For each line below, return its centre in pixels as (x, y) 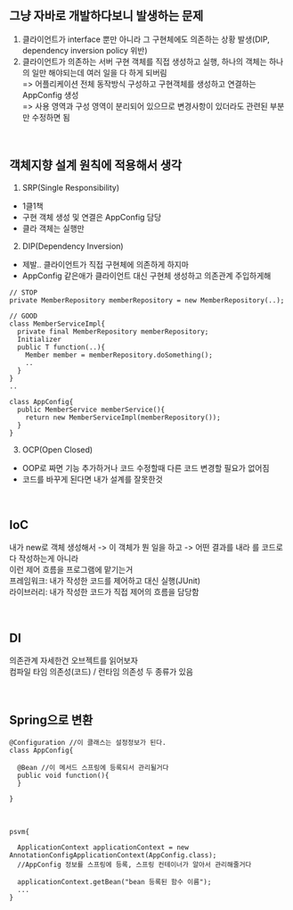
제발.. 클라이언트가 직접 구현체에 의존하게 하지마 (106, 264)
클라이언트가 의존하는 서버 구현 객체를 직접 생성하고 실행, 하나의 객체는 (144, 62)
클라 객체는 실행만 (53, 228)
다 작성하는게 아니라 (44, 558)
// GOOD (24, 316)
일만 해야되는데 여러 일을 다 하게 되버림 (99, 72)
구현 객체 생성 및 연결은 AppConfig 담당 (92, 217)
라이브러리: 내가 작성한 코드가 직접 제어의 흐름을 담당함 (104, 592)
